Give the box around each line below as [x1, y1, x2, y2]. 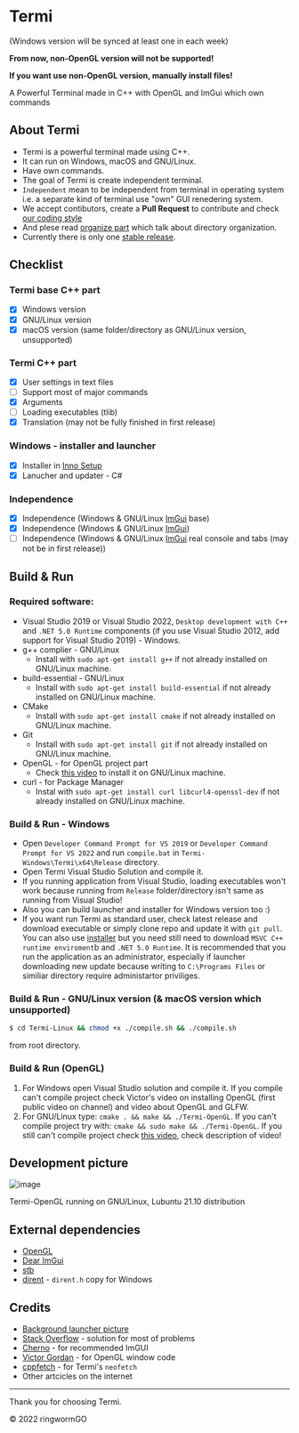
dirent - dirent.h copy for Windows [21, 1275, 153, 1285]
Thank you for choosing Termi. [9, 1397, 122, 1407]
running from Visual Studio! [21, 895, 123, 905]
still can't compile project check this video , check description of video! [21, 1129, 282, 1140]
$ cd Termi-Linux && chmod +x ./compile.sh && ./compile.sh [9, 1024, 238, 1033]
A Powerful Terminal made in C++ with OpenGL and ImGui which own [9, 87, 264, 98]
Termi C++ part [9, 356, 77, 368]
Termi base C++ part [9, 284, 101, 296]
